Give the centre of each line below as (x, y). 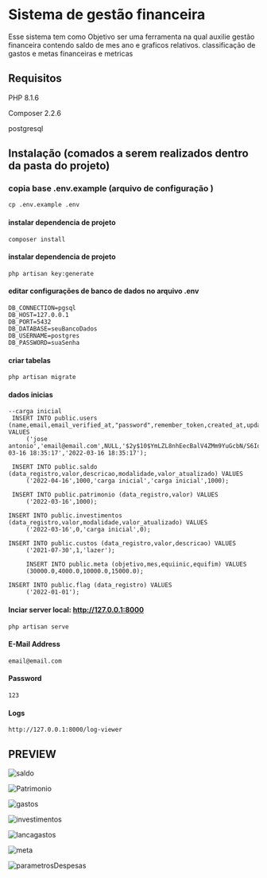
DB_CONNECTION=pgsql (43, 308)
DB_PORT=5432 (30, 322)
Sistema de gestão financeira (107, 15)
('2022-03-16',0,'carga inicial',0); (88, 530)
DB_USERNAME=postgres (44, 336)
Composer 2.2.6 (35, 113)
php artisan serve (39, 627)
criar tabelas (30, 360)
